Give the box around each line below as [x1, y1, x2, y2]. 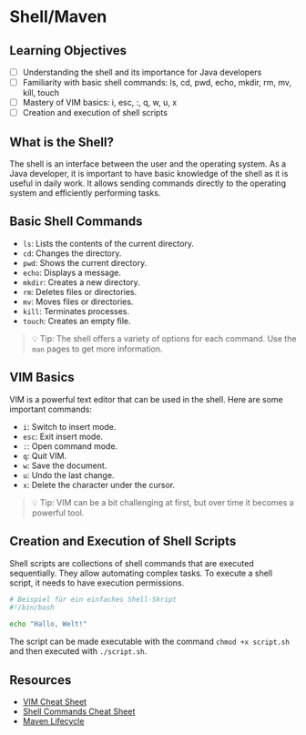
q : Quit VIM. [22, 450, 66, 461]
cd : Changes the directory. [22, 248, 122, 259]
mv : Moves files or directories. [22, 296, 134, 307]
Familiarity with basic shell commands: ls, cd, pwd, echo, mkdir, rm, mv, [22, 77, 291, 88]
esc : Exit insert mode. [22, 431, 103, 442]
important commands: [9, 403, 93, 414]
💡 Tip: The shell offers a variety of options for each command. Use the [31, 332, 297, 343]
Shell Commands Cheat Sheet [22, 706, 136, 717]
